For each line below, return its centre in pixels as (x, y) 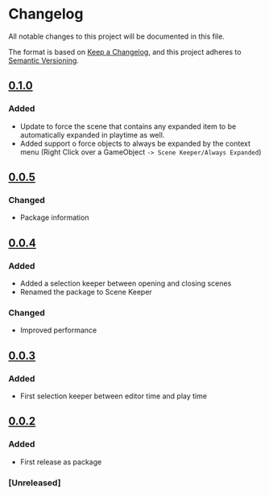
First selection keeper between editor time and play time (114, 396)
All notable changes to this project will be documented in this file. (117, 36)
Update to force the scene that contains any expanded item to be (128, 126)
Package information (54, 217)
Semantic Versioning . (43, 60)
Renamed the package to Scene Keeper (86, 292)
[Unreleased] (35, 482)
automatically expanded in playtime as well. (92, 134)
